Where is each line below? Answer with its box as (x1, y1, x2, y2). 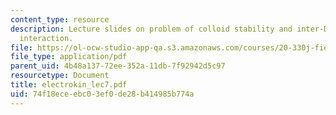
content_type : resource (10, 14, 110, 25)
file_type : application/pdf (10, 52, 128, 62)
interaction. (19, 33, 74, 43)
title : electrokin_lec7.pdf (10, 80, 128, 90)
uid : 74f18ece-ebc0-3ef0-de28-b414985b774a (10, 89, 195, 99)
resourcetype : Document (10, 71, 110, 81)
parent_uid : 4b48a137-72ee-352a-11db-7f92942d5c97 (10, 61, 226, 71)
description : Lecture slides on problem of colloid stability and (10, 24, 293, 34)
